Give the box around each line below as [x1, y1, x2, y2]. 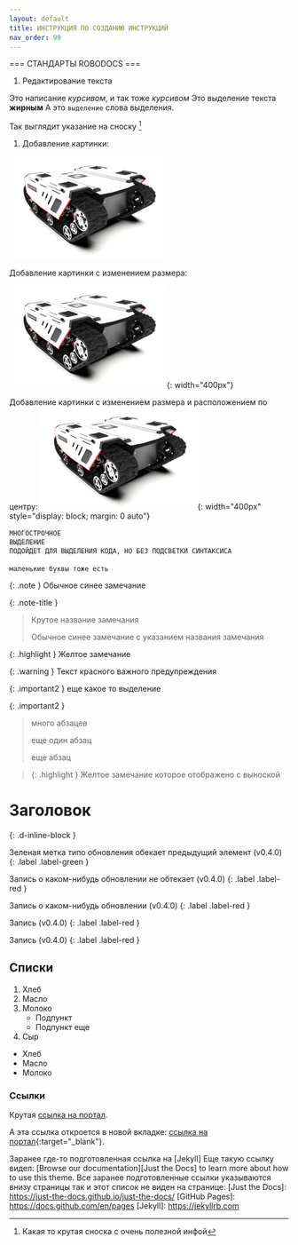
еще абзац [30, 752, 71, 763]
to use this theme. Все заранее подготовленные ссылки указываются [9, 1172, 272, 1183]
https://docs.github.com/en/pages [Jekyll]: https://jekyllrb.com [9, 1201, 239, 1211]
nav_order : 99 [9, 33, 62, 42]
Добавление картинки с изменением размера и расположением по [9, 397, 268, 408]
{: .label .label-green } [9, 856, 90, 867]
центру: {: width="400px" [9, 502, 262, 512]
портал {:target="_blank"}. [9, 1137, 105, 1147]
